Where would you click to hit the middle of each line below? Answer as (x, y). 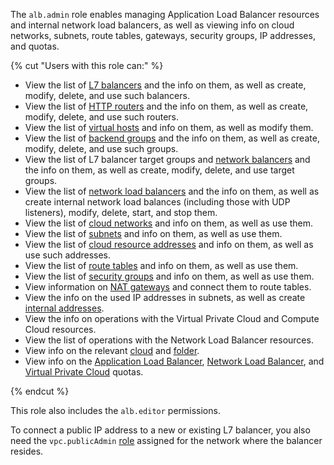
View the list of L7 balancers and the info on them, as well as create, (165, 85)
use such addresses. (68, 255)
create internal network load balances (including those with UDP (157, 202)
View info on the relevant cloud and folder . (112, 350)
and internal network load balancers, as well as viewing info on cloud (152, 25)
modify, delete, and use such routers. (101, 117)
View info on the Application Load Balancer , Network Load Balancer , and (174, 361)
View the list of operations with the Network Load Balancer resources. (169, 340)
